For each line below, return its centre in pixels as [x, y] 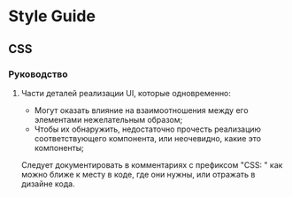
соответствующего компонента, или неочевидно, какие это [148, 138]
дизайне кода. [48, 184]
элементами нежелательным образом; [108, 119]
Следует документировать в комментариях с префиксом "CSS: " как [152, 164]
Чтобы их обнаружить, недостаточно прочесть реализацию [148, 129]
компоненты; [59, 148]
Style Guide [52, 16]
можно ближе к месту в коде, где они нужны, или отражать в [138, 174]
